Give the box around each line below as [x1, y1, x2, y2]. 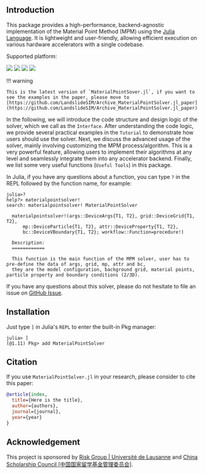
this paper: [6, 380, 34, 387]
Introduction [6, 5, 55, 15]
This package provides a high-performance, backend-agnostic [6, 21, 165, 28]
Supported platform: [6, 52, 57, 60]
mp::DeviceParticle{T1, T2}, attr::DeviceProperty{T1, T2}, [22, 224, 179, 230]
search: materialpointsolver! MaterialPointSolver [6, 202, 138, 208]
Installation [6, 307, 50, 317]
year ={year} [12, 414, 43, 420]
